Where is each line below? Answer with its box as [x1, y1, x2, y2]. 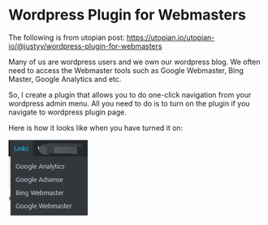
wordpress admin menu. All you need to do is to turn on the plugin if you [8, 98, 250, 108]
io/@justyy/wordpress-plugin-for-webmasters [8, 41, 162, 50]
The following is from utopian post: [8, 32, 125, 42]
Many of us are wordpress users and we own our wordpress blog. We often [8, 57, 262, 67]
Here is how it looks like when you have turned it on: [8, 123, 184, 132]
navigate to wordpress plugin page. [8, 107, 128, 117]
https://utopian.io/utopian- [126, 32, 215, 42]
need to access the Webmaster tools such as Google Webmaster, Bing [8, 65, 244, 75]
